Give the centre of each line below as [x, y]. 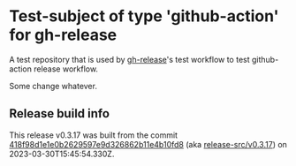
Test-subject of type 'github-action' [144, 16]
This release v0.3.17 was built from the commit [94, 135]
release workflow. [66, 69]
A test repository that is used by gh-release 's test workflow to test [129, 59]
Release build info [60, 113]
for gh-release [63, 35]
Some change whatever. [53, 86]
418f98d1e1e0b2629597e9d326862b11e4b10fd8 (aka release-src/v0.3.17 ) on [148, 144]
